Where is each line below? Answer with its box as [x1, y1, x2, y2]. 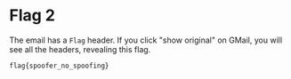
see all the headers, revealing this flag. [9, 43, 151, 54]
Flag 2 [9, 5, 56, 26]
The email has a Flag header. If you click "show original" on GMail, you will [9, 35, 283, 45]
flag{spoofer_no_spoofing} [9, 61, 109, 70]
